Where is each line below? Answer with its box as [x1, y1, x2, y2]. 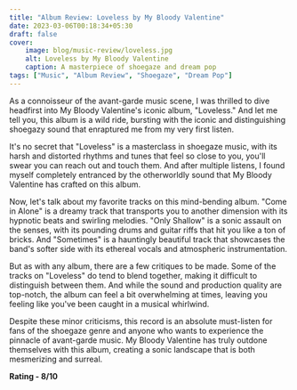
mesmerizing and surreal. [9, 353, 103, 364]
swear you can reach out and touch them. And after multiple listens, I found [9, 159, 285, 170]
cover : [9, 37, 34, 47]
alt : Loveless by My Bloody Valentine [25, 54, 169, 63]
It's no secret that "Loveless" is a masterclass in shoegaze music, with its [9, 141, 277, 151]
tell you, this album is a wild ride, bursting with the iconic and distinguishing [9, 114, 286, 125]
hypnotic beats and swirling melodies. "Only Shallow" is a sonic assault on [9, 215, 282, 225]
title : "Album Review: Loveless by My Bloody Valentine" [9, 12, 225, 22]
